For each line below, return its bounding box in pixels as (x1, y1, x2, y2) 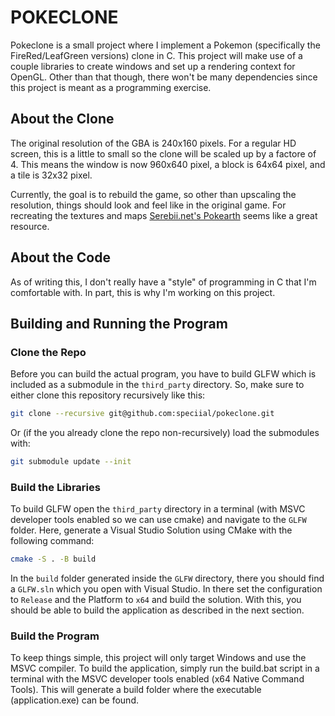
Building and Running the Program (10, 315, 228, 332)
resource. (10, 220, 50, 232)
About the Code (10, 249, 111, 266)
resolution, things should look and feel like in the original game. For (10, 199, 287, 211)
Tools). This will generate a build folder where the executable (10, 684, 262, 696)
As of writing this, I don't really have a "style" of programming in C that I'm (10, 276, 317, 288)
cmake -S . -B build (10, 554, 97, 565)
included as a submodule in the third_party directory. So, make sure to (10, 379, 305, 391)
